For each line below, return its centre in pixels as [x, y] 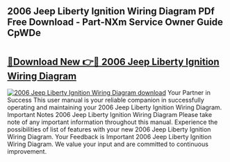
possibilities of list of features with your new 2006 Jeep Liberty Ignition [109, 129]
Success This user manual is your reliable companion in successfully [106, 100]
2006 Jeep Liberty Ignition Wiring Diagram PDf [111, 11]
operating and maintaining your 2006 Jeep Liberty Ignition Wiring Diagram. [115, 107]
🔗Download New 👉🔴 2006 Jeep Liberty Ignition [114, 62]
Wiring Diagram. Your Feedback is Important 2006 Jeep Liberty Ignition [109, 137]
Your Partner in [189, 92]
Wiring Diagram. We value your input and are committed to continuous [108, 144]
